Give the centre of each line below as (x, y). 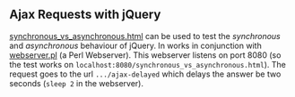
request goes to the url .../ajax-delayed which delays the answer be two (145, 74)
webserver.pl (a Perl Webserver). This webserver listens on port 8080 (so (145, 55)
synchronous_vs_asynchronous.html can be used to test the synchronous (145, 36)
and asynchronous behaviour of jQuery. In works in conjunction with (135, 45)
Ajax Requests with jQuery (85, 15)
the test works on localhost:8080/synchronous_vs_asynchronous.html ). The (148, 64)
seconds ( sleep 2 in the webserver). (77, 83)
